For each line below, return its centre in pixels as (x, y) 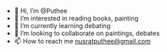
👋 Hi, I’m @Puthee (41, 11)
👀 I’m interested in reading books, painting (76, 18)
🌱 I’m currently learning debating (62, 26)
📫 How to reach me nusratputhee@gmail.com (82, 41)
